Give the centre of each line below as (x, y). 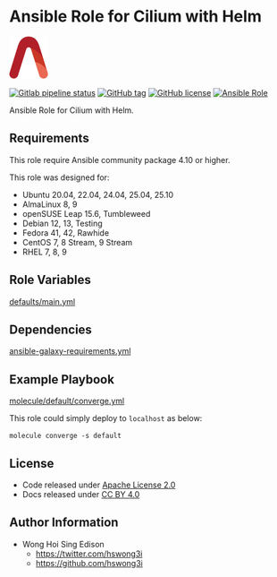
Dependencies (50, 329)
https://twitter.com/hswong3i (89, 554)
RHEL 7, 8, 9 (44, 252)
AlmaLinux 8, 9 (50, 204)
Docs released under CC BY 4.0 (81, 494)
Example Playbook (62, 379)
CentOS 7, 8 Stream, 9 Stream (77, 242)
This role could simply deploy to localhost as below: (106, 418)
